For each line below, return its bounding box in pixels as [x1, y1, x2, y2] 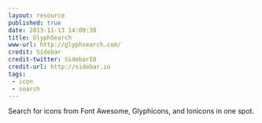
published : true [8, 19, 61, 27]
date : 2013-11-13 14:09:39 [8, 26, 97, 34]
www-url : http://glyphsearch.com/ [8, 41, 122, 49]
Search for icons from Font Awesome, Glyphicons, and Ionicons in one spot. [8, 106, 254, 116]
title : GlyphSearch [8, 33, 72, 42]
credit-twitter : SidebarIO [8, 56, 97, 64]
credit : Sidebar [8, 48, 61, 56]
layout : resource [8, 11, 65, 20]
